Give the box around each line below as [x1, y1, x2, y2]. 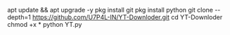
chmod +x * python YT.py [7, 21, 82, 28]
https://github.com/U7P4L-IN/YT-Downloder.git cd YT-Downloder [32, 13, 223, 21]
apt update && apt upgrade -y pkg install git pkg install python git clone [7, 6, 213, 14]
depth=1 [7, 13, 32, 21]
